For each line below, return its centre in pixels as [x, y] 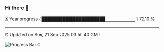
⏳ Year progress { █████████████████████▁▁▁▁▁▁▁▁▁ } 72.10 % [80, 19]
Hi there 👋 [17, 8]
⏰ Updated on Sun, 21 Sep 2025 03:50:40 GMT [53, 35]
